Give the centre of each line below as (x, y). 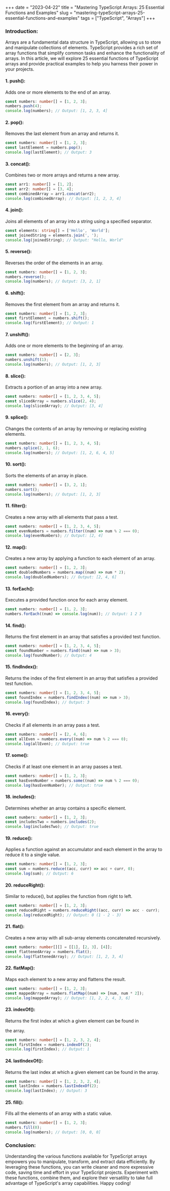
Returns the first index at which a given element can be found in (72, 1021)
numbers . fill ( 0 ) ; (24, 1128)
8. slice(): (15, 376)
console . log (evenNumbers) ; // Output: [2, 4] (54, 536)
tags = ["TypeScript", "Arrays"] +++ (118, 18)
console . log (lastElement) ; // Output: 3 (49, 152)
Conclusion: (21, 1145)
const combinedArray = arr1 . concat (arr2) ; (51, 194)
